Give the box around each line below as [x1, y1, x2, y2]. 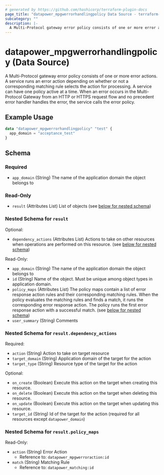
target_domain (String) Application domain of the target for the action [12, 356, 151, 361]
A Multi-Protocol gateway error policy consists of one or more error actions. [5, 73, 158, 79]
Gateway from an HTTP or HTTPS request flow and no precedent [22, 94, 154, 100]
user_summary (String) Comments [12, 317, 78, 323]
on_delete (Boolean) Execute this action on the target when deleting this [12, 390, 158, 396]
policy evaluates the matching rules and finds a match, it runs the [12, 297, 143, 303]
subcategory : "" [5, 16, 38, 21]
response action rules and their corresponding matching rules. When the [12, 291, 159, 297]
